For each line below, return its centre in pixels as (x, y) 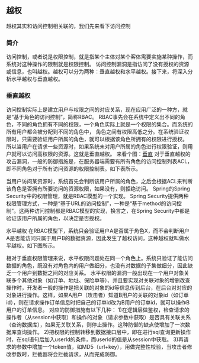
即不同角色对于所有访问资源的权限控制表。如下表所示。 (73, 169)
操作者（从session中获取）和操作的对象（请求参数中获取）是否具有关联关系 (99, 317)
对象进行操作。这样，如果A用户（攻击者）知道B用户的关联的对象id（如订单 (97, 295)
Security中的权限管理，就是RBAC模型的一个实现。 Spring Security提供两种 (97, 196)
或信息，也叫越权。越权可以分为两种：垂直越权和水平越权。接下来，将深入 (97, 72)
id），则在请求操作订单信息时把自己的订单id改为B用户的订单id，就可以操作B (98, 303)
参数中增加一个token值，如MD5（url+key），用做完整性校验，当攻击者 (102, 347)
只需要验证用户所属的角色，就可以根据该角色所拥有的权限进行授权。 (105, 139)
